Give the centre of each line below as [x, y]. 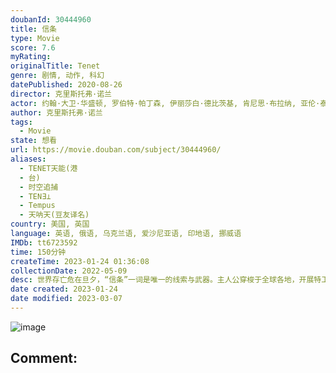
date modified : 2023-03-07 [66, 299]
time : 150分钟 [38, 252]
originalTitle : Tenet [55, 66]
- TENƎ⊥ [35, 196]
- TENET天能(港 [48, 168]
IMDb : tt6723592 [44, 242]
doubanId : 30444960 [51, 19]
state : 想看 [33, 141]
